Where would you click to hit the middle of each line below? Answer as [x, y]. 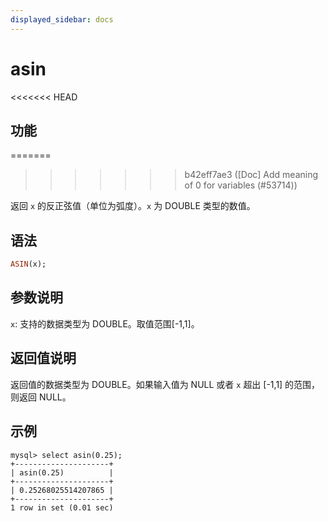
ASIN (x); [28, 264]
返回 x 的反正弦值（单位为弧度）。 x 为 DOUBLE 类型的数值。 [133, 206]
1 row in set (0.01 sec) [62, 507]
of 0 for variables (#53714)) [241, 185]
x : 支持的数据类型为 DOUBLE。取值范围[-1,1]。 [105, 323]
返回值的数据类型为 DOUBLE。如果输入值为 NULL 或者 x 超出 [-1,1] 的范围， [165, 384]
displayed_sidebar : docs [62, 19]
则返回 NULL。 [41, 397]
